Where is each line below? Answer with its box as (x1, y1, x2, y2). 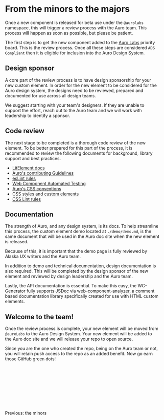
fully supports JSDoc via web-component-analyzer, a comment (26, 288, 155, 294)
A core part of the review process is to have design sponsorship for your (5, 77, 152, 83)
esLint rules (12, 175, 36, 181)
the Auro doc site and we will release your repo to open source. (5, 336, 133, 342)
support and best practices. (5, 155, 61, 161)
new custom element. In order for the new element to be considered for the (5, 82, 157, 88)
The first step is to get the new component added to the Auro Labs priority (5, 39, 155, 45)
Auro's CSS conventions (12, 186, 62, 191)
